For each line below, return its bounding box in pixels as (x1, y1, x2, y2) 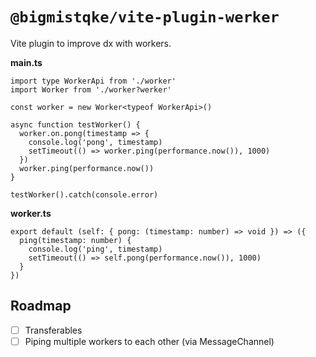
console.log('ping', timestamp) (28, 244, 163, 254)
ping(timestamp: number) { (19, 235, 132, 245)
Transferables (24, 324, 83, 336)
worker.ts (10, 207, 52, 219)
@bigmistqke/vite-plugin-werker (10, 8, 280, 27)
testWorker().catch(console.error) (10, 189, 159, 200)
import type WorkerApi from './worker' (10, 76, 177, 86)
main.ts (10, 56, 43, 68)
